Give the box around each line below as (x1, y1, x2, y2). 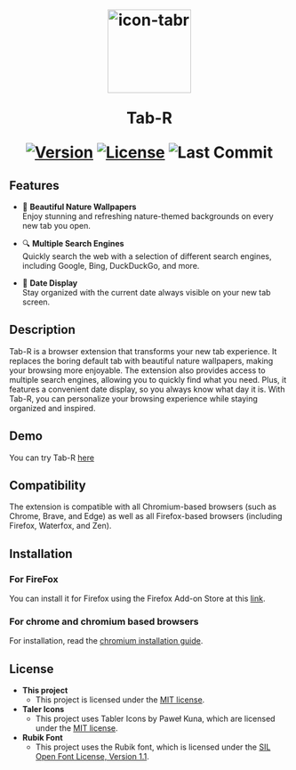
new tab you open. (21, 221, 92, 231)
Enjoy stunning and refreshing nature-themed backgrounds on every (21, 211, 274, 222)
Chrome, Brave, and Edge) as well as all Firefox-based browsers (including (9, 511, 283, 522)
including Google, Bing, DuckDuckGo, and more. (21, 261, 200, 271)
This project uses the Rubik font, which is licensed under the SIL (35, 742, 271, 752)
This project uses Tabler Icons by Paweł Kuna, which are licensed (35, 713, 276, 725)
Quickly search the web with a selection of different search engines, (21, 251, 272, 262)
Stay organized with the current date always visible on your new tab (21, 288, 271, 297)
